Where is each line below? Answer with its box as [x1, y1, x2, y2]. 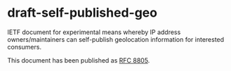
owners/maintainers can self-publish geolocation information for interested [7, 35, 225, 43]
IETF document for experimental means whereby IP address [7, 28, 181, 36]
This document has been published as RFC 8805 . [7, 56, 150, 64]
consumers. [7, 42, 42, 51]
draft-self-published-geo [7, 5, 158, 21]
